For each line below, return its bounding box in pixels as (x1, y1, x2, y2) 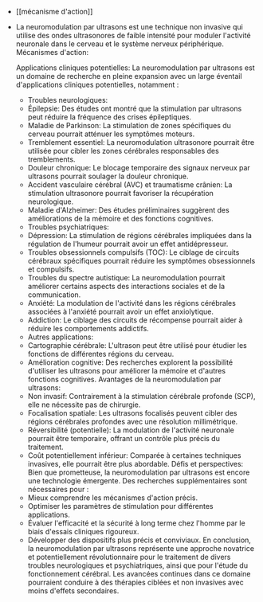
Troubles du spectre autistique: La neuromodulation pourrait (27, 273, 226, 282)
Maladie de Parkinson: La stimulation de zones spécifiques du (27, 121, 231, 130)
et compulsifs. (27, 264, 75, 274)
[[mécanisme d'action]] (15, 7, 93, 16)
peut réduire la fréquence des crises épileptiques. (27, 112, 192, 122)
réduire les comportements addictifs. (27, 324, 149, 333)
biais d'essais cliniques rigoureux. (27, 527, 139, 536)
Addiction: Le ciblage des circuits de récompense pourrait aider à (27, 315, 243, 325)
